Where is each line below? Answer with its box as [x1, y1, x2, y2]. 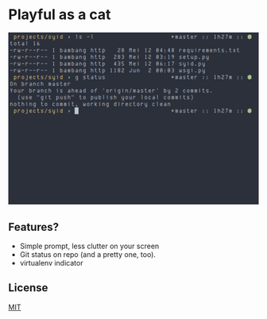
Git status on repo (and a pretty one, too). [19, 250, 157, 259]
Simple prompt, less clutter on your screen [19, 241, 160, 251]
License [8, 281, 48, 295]
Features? [8, 220, 60, 234]
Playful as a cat [8, 6, 111, 24]
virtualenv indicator [19, 259, 83, 268]
